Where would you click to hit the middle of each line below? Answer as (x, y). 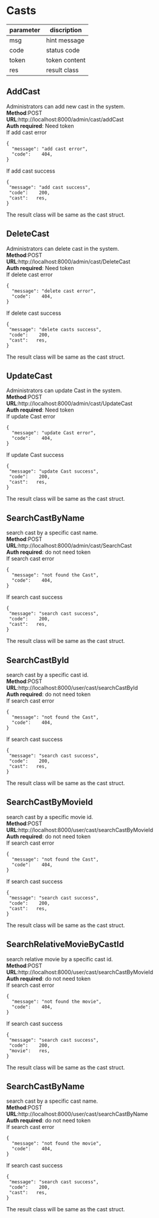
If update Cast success (35, 455)
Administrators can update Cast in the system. (64, 390)
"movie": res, (29, 1051)
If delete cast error (29, 274)
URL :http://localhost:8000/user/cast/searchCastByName (77, 1114)
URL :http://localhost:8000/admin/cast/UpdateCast (69, 404)
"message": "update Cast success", (54, 471)
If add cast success (31, 171)
